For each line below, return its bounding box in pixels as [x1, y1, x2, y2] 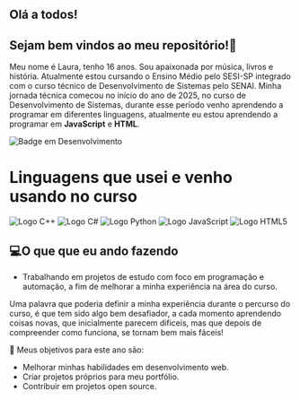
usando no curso [9, 187, 137, 207]
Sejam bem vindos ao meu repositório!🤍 [9, 38, 237, 53]
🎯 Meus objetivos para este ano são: [9, 344, 145, 355]
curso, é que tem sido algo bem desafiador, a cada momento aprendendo [9, 308, 281, 318]
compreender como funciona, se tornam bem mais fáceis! [9, 326, 225, 337]
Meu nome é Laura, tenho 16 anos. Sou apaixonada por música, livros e [9, 62, 274, 73]
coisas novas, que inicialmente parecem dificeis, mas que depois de [9, 317, 262, 328]
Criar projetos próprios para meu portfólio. [22, 371, 180, 382]
